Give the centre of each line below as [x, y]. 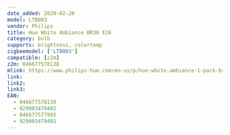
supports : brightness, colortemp [55, 45]
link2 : [16, 83]
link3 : [16, 89]
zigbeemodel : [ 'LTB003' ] [42, 52]
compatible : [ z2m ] [33, 58]
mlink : [16, 70]
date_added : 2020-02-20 [41, 13]
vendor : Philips [30, 26]
